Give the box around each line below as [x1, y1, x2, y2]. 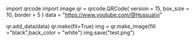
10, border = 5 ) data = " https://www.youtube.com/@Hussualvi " [6, 11, 163, 18]
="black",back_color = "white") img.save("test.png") [6, 29, 135, 36]
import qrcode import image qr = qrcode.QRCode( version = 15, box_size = [6, 5, 190, 12]
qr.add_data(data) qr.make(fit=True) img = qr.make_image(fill [6, 23, 156, 30]
